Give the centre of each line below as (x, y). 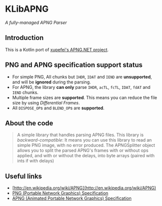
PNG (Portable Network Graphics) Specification (60, 193)
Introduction (24, 38)
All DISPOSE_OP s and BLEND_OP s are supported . (58, 108)
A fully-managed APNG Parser (36, 22)
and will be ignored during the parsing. (52, 82)
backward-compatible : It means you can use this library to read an (84, 140)
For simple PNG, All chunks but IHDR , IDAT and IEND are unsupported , (82, 77)
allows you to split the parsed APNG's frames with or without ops (83, 150)
